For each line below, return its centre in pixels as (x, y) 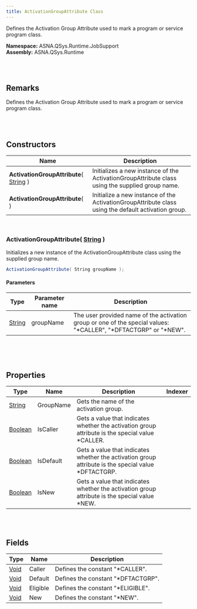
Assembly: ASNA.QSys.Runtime (45, 52)
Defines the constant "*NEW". (97, 598)
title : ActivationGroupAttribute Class (55, 11)
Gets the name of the (106, 401)
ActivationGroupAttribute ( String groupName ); (65, 269)
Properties (26, 375)
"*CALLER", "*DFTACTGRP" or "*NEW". (129, 330)
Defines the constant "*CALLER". (101, 569)
